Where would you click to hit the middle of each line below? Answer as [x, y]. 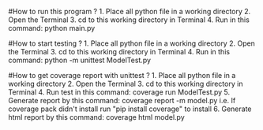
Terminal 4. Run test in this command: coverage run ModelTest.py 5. [119, 92]
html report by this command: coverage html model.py [97, 117]
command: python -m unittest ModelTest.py [80, 60]
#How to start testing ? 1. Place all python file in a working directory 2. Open [131, 43]
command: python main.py [52, 28]
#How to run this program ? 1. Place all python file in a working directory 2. [130, 11]
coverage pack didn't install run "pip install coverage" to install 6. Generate [130, 109]
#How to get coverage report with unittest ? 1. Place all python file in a [122, 75]
